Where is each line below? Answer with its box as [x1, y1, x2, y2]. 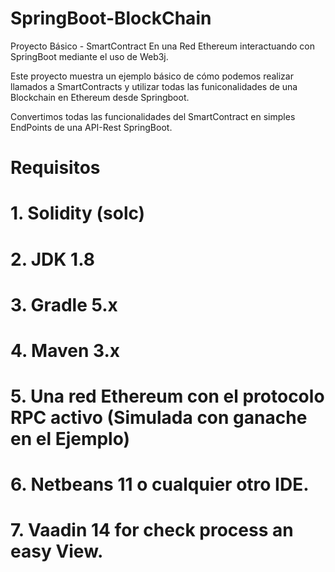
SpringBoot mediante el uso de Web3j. [10, 50, 169, 62]
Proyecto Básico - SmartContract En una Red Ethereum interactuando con [10, 40, 315, 52]
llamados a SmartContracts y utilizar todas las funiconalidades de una [10, 80, 298, 92]
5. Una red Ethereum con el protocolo [10, 385, 325, 408]
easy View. [10, 540, 104, 563]
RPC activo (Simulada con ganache [10, 407, 308, 429]
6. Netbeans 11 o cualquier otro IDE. [10, 473, 310, 496]
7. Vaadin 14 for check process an [10, 519, 294, 542]
